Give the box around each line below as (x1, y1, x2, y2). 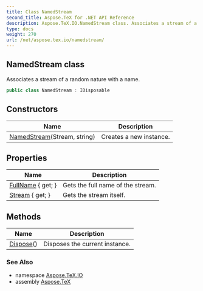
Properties (6, 153, 47, 163)
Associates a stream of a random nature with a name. (6, 75, 140, 82)
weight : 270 (6, 32, 36, 38)
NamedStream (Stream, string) (9, 132, 95, 141)
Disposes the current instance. (43, 240, 131, 249)
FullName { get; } (9, 181, 57, 190)
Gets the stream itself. (63, 191, 126, 199)
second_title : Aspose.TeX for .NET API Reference (6, 15, 135, 21)
